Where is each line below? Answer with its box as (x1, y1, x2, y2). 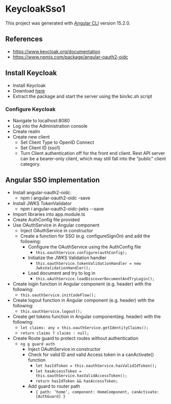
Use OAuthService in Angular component (12, 222, 100, 228)
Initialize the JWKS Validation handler (28, 254, 107, 261)
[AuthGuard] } (35, 394, 66, 399)
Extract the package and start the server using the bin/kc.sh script (12, 93, 153, 99)
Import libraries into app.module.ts (12, 211, 85, 217)
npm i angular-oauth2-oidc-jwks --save (20, 206, 104, 212)
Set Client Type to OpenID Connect (20, 139, 94, 145)
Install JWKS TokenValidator (12, 200, 72, 206)
